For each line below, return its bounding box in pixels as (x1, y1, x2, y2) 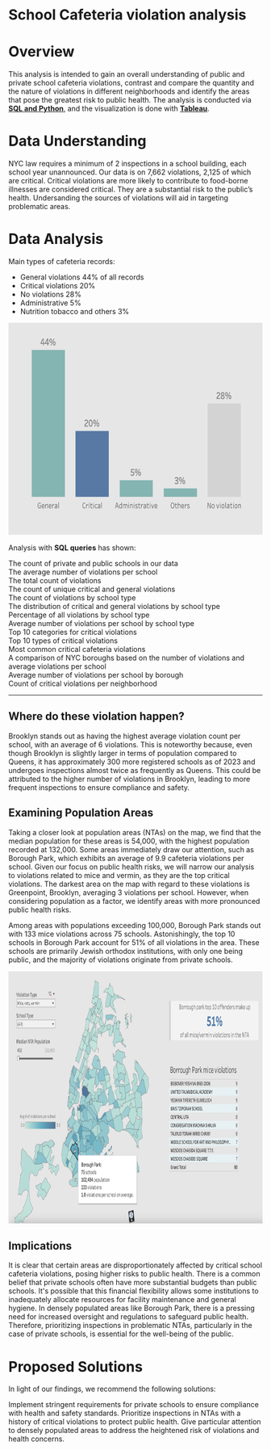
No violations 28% (19, 289, 82, 299)
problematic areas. (8, 202, 71, 212)
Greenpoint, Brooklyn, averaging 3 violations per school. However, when (8, 887, 248, 897)
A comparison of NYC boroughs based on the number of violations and (8, 653, 244, 662)
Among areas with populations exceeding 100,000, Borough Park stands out (8, 920, 261, 930)
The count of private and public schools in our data (8, 559, 179, 568)
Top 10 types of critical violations (8, 636, 119, 645)
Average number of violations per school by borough (8, 670, 184, 679)
